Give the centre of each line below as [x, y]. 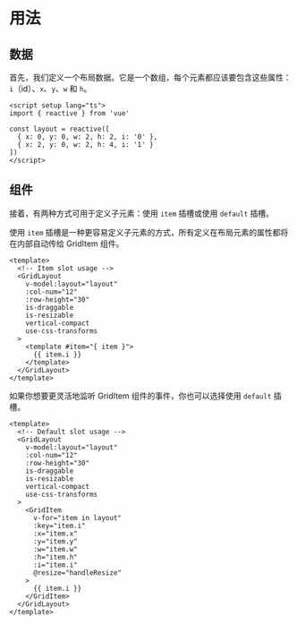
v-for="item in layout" [77, 518]
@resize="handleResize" [77, 573]
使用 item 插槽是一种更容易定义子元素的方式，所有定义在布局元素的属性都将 [149, 232]
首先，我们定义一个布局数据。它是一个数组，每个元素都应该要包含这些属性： [150, 77]
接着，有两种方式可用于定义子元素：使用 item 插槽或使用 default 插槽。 [142, 213]
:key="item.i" [59, 526]
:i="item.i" [55, 565]
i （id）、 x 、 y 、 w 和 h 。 [51, 89]
